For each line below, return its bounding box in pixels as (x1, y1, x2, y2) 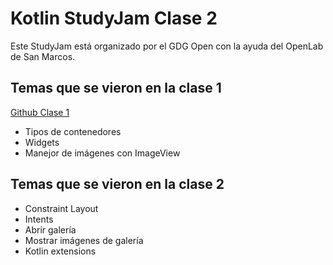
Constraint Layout (24, 202, 99, 214)
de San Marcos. (10, 50, 76, 62)
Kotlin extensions (24, 245, 97, 257)
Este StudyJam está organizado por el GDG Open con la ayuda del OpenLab (10, 40, 324, 52)
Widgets (24, 136, 60, 148)
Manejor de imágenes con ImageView (24, 147, 181, 159)
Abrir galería (24, 223, 77, 236)
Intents (24, 213, 54, 225)
